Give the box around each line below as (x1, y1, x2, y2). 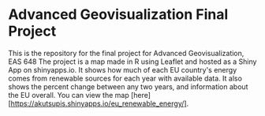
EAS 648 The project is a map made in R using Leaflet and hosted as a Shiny (8, 57, 257, 66)
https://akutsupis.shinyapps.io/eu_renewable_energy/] (10, 99, 187, 108)
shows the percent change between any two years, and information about (8, 81, 248, 92)
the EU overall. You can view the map (8, 90, 129, 99)
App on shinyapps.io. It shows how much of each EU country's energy (8, 65, 237, 74)
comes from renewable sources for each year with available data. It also (8, 73, 243, 83)
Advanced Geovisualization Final (8, 6, 229, 24)
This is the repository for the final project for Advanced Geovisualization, (8, 48, 244, 58)
